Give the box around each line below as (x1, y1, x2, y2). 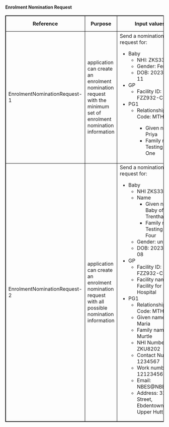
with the (87, 97, 107, 104)
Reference (32, 20, 58, 27)
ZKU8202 (136, 345, 160, 352)
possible (87, 304, 108, 312)
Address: (136, 390, 158, 397)
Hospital (136, 289, 157, 296)
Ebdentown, (136, 402, 165, 409)
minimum (87, 103, 110, 110)
